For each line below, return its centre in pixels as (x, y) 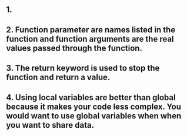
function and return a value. (58, 77)
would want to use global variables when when (94, 116)
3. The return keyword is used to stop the (83, 68)
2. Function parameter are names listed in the (91, 30)
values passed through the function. (74, 48)
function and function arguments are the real (90, 39)
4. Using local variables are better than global (91, 97)
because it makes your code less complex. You (93, 106)
